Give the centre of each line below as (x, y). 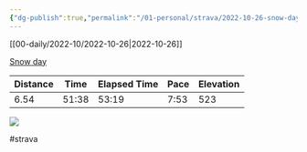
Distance (34, 84)
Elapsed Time (128, 84)
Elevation (219, 84)
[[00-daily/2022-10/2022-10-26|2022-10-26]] (96, 44)
